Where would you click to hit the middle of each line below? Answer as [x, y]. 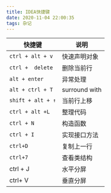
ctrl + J [19, 169]
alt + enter [27, 79]
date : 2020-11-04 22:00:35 [40, 18]
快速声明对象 [80, 57]
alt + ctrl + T [31, 90]
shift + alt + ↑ [33, 100]
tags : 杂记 [19, 23]
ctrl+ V [19, 180]
